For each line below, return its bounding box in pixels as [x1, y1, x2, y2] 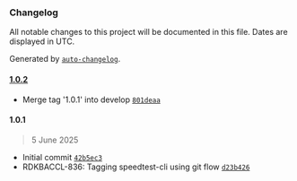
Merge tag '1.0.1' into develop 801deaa [22, 94, 162, 105]
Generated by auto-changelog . [9, 54, 121, 65]
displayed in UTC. [9, 36, 75, 47]
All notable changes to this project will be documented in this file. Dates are [9, 27, 289, 38]
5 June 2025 [31, 134, 79, 145]
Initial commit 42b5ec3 [22, 151, 103, 162]
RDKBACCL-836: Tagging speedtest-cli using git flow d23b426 [22, 161, 250, 172]
